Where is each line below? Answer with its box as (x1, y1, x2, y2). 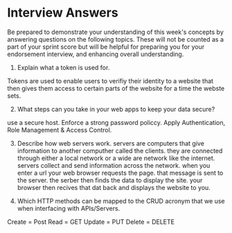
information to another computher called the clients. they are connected (17, 146, 223, 155)
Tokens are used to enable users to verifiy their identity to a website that (7, 76, 213, 85)
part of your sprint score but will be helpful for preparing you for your (7, 42, 205, 51)
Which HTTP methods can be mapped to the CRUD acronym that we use (17, 196, 225, 205)
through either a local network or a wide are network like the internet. (17, 154, 215, 162)
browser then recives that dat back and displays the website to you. (17, 183, 211, 191)
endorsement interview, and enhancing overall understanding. (7, 50, 184, 58)
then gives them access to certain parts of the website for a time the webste (7, 84, 225, 92)
